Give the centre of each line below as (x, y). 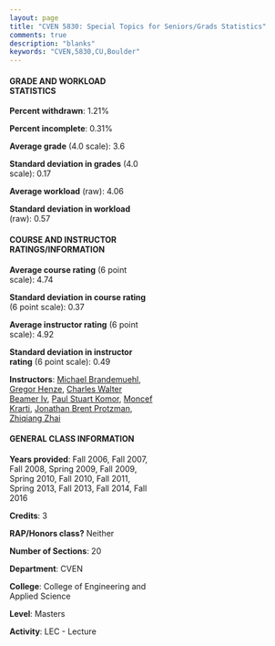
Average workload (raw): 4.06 (67, 192)
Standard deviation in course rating (78, 297)
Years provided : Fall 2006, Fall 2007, (79, 459)
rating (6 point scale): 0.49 (60, 361)
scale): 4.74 (31, 279)
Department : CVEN (46, 568)
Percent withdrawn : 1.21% (59, 111)
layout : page (34, 18)
